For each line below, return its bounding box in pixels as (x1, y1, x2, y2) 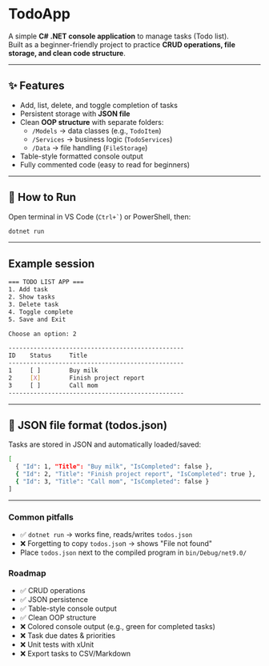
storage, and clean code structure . (8, 48, 126, 58)
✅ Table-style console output (19, 604, 118, 613)
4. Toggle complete (8, 307, 74, 316)
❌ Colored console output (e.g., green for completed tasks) (19, 622, 216, 632)
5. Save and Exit (8, 315, 66, 323)
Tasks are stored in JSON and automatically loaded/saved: (8, 439, 202, 449)
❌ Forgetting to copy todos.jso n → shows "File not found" (19, 538, 213, 548)
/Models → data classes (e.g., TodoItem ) (31, 126, 162, 135)
